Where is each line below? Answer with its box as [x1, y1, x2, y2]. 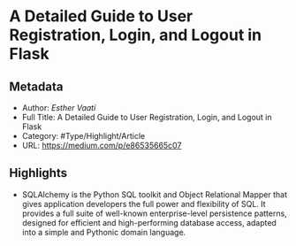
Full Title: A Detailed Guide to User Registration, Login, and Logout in [21, 112, 272, 122]
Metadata [9, 79, 64, 94]
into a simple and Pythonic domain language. [21, 227, 186, 237]
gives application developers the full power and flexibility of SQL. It [21, 198, 267, 209]
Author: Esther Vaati [21, 103, 96, 112]
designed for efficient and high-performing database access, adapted [21, 217, 277, 227]
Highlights [9, 165, 68, 181]
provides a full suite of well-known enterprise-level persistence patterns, [21, 208, 287, 219]
